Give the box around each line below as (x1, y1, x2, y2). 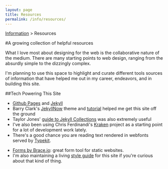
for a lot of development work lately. (12, 127, 87, 133)
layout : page (5, 7, 33, 13)
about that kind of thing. (12, 158, 63, 164)
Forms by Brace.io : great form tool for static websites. (12, 147, 124, 153)
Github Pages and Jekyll (12, 100, 63, 106)
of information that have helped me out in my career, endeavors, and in (5, 76, 152, 82)
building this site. (5, 81, 41, 87)
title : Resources (5, 12, 42, 17)
